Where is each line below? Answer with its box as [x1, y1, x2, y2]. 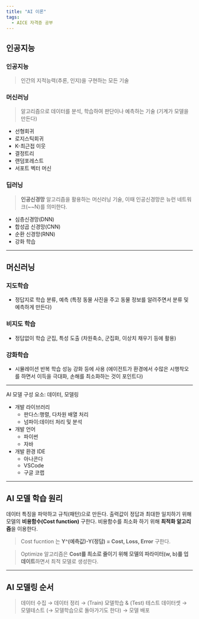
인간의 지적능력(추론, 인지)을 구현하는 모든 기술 [20, 77, 129, 84]
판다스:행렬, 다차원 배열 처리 [23, 410, 89, 418]
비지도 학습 [6, 320, 36, 328]
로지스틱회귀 [14, 135, 44, 142]
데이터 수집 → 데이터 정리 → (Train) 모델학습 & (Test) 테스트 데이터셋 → [20, 599, 188, 606]
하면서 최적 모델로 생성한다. [35, 557, 99, 565]
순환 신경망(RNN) [14, 230, 56, 238]
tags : [6, 14, 20, 20]
